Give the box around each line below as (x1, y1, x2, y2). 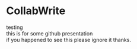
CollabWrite (6, 4, 66, 18)
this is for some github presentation (6, 30, 93, 37)
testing (6, 24, 23, 31)
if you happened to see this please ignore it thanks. (6, 36, 132, 43)
